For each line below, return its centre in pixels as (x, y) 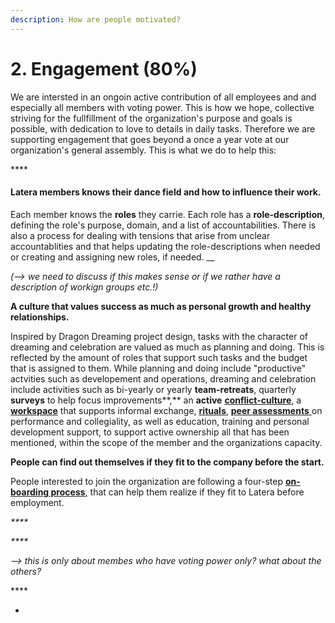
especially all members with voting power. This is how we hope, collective (162, 107)
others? (26, 571)
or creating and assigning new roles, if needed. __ (112, 257)
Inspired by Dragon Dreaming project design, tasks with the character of (159, 336)
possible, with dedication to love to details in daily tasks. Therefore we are (163, 128)
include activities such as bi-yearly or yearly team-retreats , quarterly (153, 389)
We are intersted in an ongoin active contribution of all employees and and (163, 97)
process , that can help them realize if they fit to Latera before (177, 492)
